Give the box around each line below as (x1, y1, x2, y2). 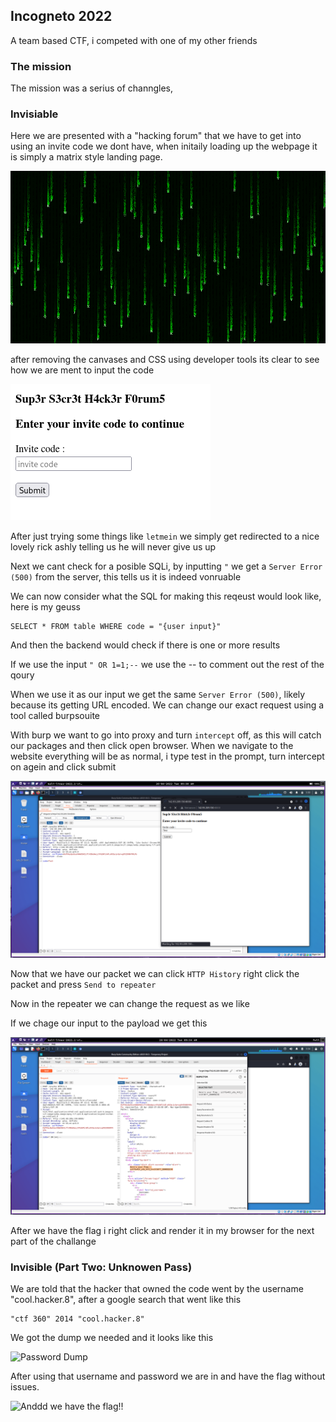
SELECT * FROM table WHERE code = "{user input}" (10, 621, 222, 631)
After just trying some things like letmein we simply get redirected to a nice (10, 530, 320, 542)
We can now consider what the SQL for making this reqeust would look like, (10, 590, 322, 602)
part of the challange (10, 1235, 97, 1247)
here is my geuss (10, 600, 81, 613)
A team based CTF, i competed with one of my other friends (10, 34, 258, 46)
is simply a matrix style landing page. (10, 151, 163, 163)
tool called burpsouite (10, 709, 100, 721)
